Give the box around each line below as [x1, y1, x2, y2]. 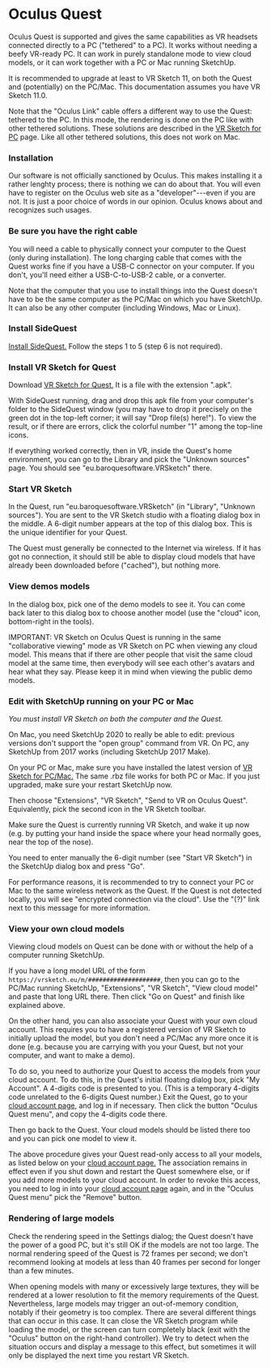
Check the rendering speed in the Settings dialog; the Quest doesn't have [8, 1231, 253, 1241]
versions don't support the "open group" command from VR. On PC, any [8, 739, 249, 748]
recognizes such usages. [8, 205, 92, 215]
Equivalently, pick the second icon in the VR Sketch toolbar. [8, 804, 206, 814]
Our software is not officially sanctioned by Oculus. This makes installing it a [8, 171, 263, 181]
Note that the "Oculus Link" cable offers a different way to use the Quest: [8, 106, 252, 116]
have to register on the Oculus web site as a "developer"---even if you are [8, 188, 256, 198]
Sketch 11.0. [8, 90, 48, 100]
